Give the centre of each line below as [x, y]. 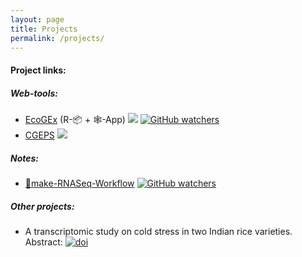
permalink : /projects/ [57, 38]
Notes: [25, 158]
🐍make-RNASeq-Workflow [79, 183]
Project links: [38, 70]
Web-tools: [34, 93]
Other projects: [42, 206]
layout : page [37, 19]
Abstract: [43, 242]
